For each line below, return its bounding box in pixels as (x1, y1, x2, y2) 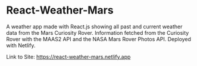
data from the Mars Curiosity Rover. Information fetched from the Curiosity (6, 29, 189, 36)
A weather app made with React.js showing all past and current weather (6, 23, 183, 30)
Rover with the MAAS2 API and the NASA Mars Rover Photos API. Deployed (6, 35, 192, 42)
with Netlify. (6, 42, 36, 49)
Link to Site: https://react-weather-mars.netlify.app (6, 53, 131, 60)
